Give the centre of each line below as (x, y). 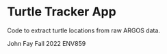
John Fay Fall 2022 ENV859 (47, 43)
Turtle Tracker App (62, 12)
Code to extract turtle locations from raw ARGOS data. (84, 30)
